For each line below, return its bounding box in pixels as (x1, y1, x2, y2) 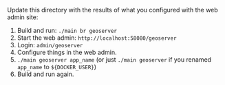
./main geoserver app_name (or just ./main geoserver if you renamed (17, 56, 212, 64)
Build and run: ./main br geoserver (17, 27, 117, 34)
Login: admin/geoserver (17, 41, 83, 49)
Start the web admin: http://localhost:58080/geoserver (17, 34, 177, 42)
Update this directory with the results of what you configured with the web (7, 6, 218, 14)
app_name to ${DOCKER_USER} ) (17, 63, 97, 71)
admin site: (7, 13, 39, 21)
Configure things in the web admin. (17, 48, 117, 56)
